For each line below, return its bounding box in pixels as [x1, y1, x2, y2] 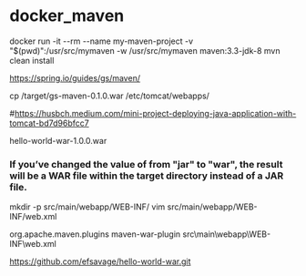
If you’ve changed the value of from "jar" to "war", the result [9, 158, 283, 170]
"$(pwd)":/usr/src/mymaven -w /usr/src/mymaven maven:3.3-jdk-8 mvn [9, 45, 280, 56]
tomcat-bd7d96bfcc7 [9, 118, 89, 128]
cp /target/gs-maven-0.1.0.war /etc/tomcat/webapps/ [9, 90, 209, 101]
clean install [9, 55, 55, 66]
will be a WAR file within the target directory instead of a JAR [9, 169, 284, 182]
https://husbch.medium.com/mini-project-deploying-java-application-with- [14, 107, 297, 118]
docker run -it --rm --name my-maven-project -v [9, 36, 194, 46]
